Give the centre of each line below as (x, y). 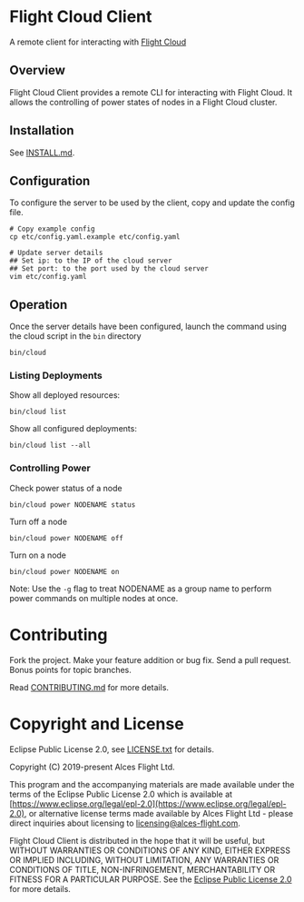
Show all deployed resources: (65, 395)
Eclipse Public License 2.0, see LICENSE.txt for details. (112, 749)
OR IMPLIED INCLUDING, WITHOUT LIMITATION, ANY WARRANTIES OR (144, 859)
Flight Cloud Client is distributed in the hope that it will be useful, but (137, 840)
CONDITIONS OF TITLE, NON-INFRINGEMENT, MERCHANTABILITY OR (142, 869)
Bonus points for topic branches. (70, 669)
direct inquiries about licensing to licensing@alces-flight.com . (125, 823)
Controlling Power (50, 468)
